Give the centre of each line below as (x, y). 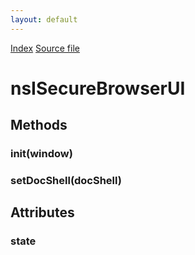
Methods (39, 125)
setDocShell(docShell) (66, 181)
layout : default (44, 19)
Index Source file (45, 48)
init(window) (41, 154)
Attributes (42, 212)
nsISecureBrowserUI (98, 88)
